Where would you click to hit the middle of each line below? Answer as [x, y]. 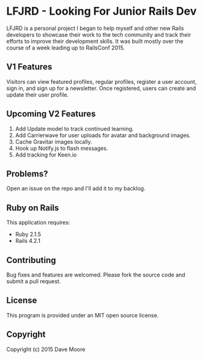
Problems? [27, 173]
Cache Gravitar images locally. [54, 141]
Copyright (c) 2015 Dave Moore [46, 349]
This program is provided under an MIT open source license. [83, 315]
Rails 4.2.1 [28, 241]
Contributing [31, 260]
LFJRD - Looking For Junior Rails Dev [102, 11]
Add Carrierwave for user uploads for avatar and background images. [103, 135]
